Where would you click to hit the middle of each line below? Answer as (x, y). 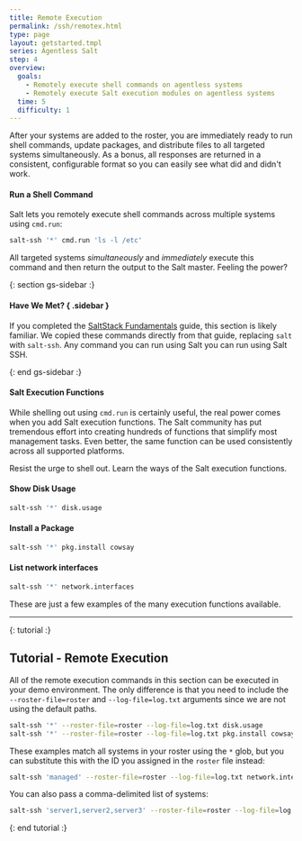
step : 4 (24, 59)
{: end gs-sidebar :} (46, 371)
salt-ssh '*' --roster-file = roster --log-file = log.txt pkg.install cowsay (152, 734)
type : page (30, 34)
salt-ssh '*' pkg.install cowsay (72, 548)
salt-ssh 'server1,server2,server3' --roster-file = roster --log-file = (144, 811)
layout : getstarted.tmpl (56, 43)
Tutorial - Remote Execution (89, 658)
